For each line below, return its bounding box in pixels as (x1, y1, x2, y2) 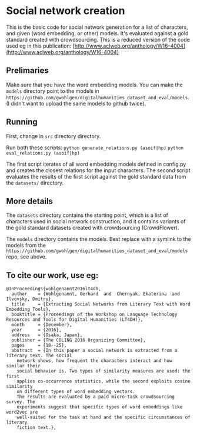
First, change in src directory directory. (6, 132, 101, 139)
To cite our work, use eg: (6, 270, 99, 280)
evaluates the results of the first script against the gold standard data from (6, 173, 186, 180)
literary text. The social (6, 353, 72, 359)
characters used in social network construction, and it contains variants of (6, 218, 186, 225)
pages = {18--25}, (11, 343, 67, 348)
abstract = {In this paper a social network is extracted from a (11, 348, 178, 354)
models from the (6, 242, 46, 249)
